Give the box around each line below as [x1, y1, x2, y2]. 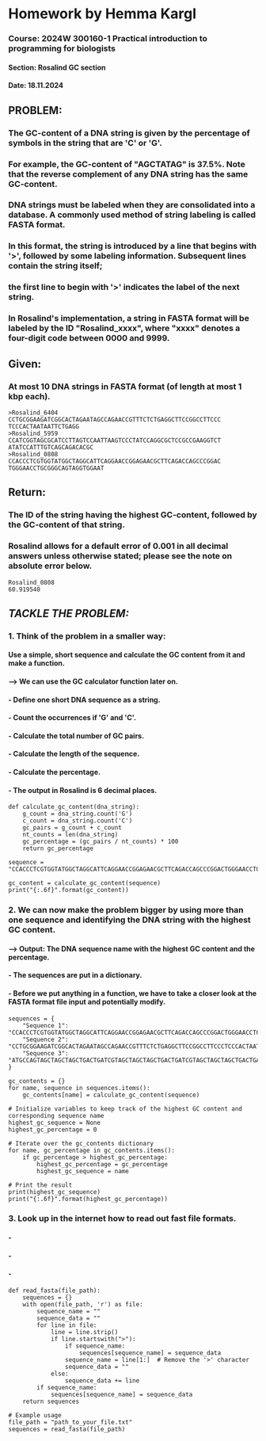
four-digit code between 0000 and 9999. [8, 333, 170, 344]
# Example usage [8, 1411, 62, 1419]
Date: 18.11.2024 [8, 81, 63, 90]
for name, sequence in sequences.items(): [8, 1084, 150, 1092]
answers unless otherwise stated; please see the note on [8, 551, 232, 562]
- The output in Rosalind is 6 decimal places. [8, 785, 158, 795]
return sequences [22, 1397, 80, 1405]
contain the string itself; [8, 261, 103, 272]
